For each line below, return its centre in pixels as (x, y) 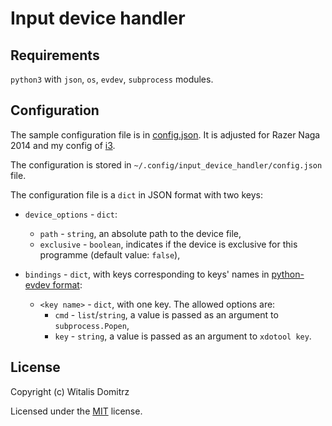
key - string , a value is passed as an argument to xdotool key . (183, 336)
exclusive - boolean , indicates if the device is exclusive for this (168, 244)
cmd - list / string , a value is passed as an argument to (166, 314)
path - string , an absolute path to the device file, (140, 233)
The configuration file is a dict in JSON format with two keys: (136, 194)
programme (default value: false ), (110, 254)
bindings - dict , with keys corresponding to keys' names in (147, 274)
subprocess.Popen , (92, 325)
